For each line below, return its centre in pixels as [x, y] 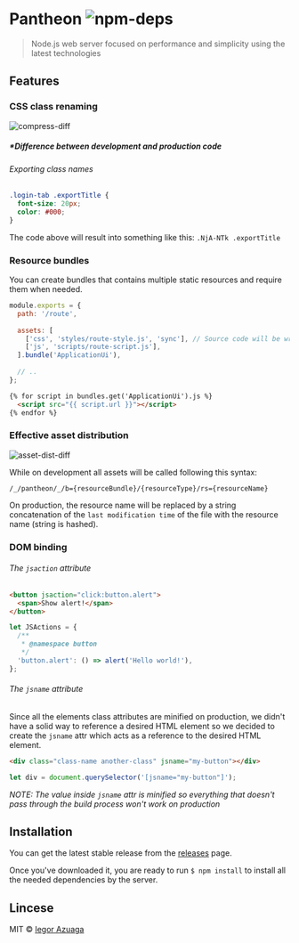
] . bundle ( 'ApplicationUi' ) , [69, 355]
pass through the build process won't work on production [115, 804]
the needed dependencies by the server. [84, 880]
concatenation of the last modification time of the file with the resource [144, 514]
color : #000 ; [41, 212]
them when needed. [46, 289]
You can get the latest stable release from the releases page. [121, 853]
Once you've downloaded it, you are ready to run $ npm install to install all [148, 870]
